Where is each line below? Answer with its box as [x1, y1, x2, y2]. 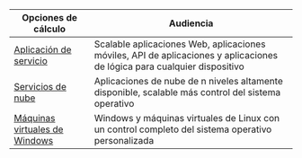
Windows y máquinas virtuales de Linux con [93, 112, 280, 124]
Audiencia [169, 17, 214, 30]
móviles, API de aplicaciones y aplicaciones [93, 49, 279, 61]
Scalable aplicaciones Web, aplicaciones [93, 38, 266, 50]
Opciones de [22, 12, 78, 23]
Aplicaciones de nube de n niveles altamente [93, 75, 283, 87]
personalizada [93, 135, 155, 146]
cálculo [33, 22, 66, 35]
